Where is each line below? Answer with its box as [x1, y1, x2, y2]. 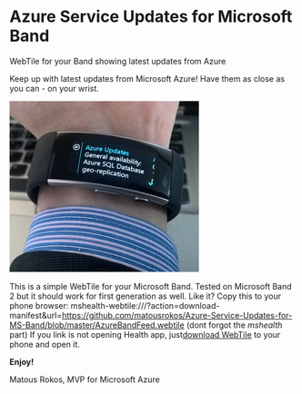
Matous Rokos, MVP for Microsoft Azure [9, 374, 161, 385]
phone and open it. [9, 339, 80, 350]
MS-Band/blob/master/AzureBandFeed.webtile [9, 320, 185, 330]
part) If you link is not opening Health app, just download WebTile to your [9, 329, 281, 340]
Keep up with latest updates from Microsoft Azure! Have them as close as [9, 73, 285, 84]
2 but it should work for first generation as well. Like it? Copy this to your [9, 291, 282, 301]
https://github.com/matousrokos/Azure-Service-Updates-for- [62, 310, 293, 320]
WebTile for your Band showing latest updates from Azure [9, 55, 226, 66]
